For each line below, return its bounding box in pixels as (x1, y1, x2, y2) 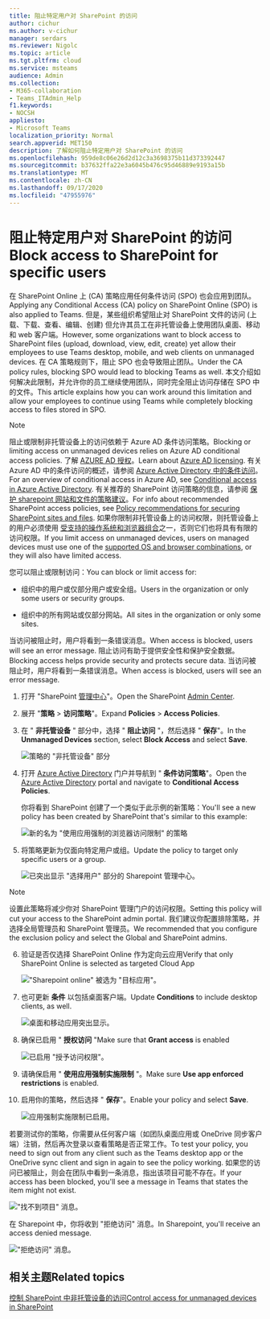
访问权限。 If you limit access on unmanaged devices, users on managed (9, 533, 250, 542)
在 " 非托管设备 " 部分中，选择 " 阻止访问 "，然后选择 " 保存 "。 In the (20, 725, 247, 735)
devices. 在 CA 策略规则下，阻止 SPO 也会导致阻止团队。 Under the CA (9, 357, 243, 366)
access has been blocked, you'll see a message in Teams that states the (9, 1177, 248, 1186)
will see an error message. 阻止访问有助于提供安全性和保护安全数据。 (9, 645, 239, 655)
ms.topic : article (9, 49, 71, 57)
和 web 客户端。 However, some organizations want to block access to (9, 329, 242, 339)
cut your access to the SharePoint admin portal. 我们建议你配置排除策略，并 (9, 913, 260, 923)
